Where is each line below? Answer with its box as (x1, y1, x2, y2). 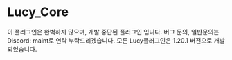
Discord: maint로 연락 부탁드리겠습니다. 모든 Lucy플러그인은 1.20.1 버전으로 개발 (7, 36, 225, 45)
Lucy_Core (7, 4, 69, 20)
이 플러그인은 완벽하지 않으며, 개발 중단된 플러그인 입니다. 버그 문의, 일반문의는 (7, 28, 220, 36)
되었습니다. (7, 45, 37, 53)
